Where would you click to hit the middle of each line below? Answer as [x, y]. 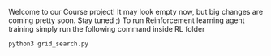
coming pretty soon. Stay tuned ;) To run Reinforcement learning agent [127, 20]
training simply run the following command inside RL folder [107, 29]
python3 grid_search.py [49, 44]
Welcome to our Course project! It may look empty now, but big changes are [136, 12]
